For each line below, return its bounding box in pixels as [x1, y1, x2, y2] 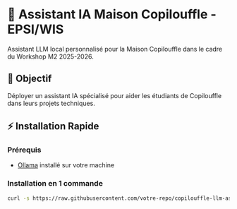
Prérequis [7, 145, 42, 155]
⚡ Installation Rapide [7, 120, 99, 133]
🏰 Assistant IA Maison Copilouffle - [7, 6, 217, 23]
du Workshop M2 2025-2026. [7, 52, 94, 61]
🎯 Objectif [7, 73, 52, 85]
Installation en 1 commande [7, 179, 104, 189]
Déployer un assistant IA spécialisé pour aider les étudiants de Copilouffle [7, 91, 222, 100]
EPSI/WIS [7, 21, 64, 37]
